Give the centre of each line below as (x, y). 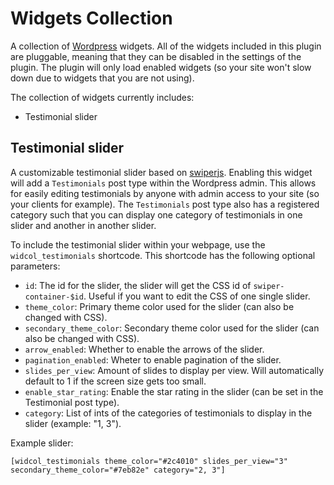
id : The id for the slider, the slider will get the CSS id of (138, 285)
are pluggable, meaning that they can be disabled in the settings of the (156, 56)
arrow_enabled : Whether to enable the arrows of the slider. (144, 349)
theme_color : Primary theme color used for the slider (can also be (159, 306)
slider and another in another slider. (83, 225)
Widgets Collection (91, 18)
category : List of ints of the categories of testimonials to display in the (168, 413)
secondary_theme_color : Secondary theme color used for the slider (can (172, 328)
